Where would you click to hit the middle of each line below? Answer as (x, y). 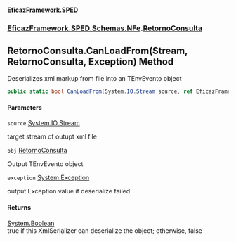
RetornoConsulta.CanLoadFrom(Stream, (98, 50)
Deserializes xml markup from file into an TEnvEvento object (94, 79)
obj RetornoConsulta (38, 151)
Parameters (25, 107)
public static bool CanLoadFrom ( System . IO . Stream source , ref (100, 91)
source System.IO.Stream (44, 123)
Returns (19, 207)
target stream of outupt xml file (52, 136)
